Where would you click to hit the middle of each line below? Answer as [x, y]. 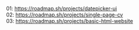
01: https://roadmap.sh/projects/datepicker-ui [62, 9]
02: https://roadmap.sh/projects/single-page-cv [64, 15]
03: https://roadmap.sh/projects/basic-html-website [69, 21]
